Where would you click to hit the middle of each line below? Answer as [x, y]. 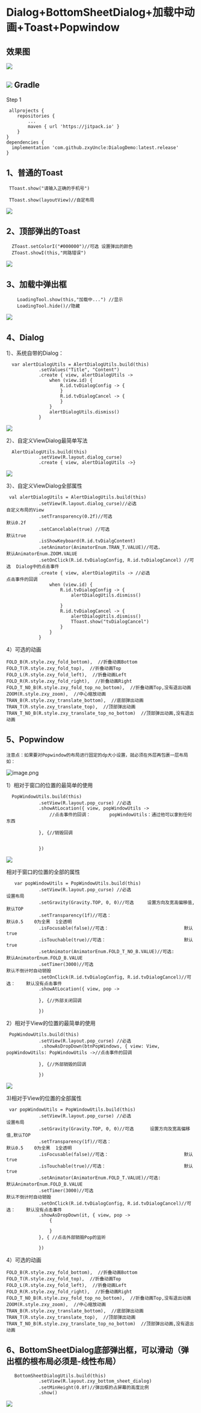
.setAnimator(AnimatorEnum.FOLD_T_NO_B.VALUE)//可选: [106, 951]
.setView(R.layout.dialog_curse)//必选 [87, 504]
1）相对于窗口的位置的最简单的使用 [50, 785]
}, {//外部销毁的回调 [62, 1064]
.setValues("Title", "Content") [79, 370]
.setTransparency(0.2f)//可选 [75, 516]
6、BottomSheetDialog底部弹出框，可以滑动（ [94, 1350]
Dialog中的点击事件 [38, 567]
